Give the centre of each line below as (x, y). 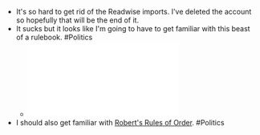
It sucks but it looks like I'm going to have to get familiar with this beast (133, 29)
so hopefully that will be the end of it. (77, 20)
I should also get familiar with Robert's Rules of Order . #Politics (120, 123)
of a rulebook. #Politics (54, 37)
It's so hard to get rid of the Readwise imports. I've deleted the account (134, 12)
